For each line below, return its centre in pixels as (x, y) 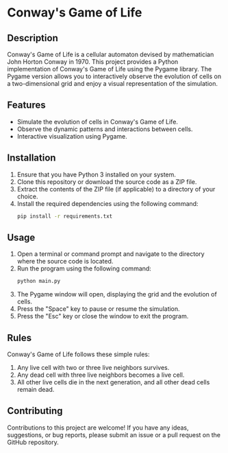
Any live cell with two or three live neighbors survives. (93, 368)
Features (26, 105)
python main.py (39, 281)
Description (33, 38)
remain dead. (36, 390)
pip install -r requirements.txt (65, 216)
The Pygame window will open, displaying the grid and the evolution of (117, 294)
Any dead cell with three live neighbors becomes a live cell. (101, 375)
